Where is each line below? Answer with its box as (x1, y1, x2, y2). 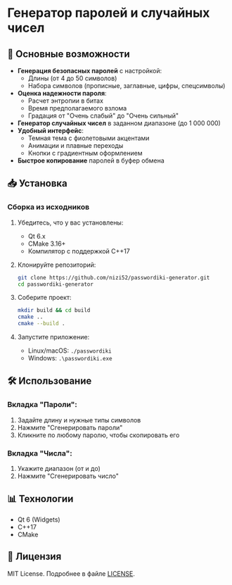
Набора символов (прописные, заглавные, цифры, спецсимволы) (27, 82, 226, 89)
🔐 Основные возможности (7, 48, 130, 60)
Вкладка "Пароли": (7, 400, 77, 410)
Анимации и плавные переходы (27, 141, 124, 149)
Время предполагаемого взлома (27, 104, 127, 112)
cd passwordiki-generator (17, 280, 94, 288)
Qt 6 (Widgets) (17, 515, 61, 524)
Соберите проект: (17, 294, 72, 302)
